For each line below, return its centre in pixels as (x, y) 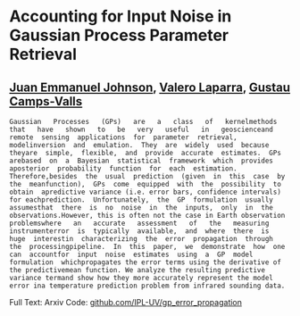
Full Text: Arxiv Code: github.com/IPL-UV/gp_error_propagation (126, 302)
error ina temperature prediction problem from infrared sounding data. (147, 286)
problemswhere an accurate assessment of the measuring (139, 223)
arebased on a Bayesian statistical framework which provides (142, 161)
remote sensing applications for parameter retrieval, (124, 137)
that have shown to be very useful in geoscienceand (142, 129)
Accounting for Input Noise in (121, 17)
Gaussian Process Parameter (119, 35)
